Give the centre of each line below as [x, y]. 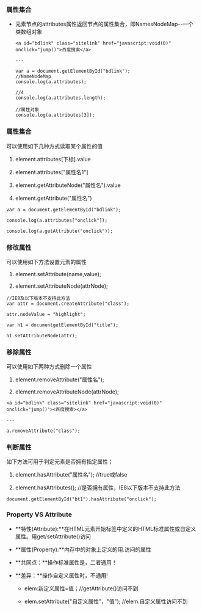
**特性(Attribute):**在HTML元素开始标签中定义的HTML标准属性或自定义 [106, 529]
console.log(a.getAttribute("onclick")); [60, 231]
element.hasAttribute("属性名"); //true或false [71, 475]
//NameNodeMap [33, 77]
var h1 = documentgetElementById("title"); [63, 325]
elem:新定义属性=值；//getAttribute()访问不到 [81, 588]
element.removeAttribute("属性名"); [60, 379]
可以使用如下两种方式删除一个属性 [49, 367]
